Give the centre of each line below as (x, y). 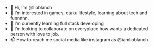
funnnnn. (20, 18)
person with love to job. (35, 34)
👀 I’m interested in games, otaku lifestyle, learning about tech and (79, 13)
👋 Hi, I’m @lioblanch (31, 8)
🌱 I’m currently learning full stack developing (57, 23)
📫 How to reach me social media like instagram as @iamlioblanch (79, 40)
